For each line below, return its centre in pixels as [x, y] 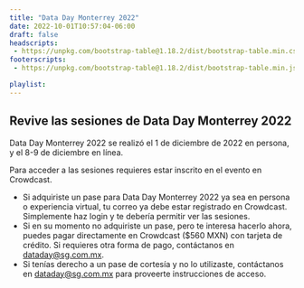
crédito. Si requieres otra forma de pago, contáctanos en [128, 245]
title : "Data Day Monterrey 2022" [75, 18]
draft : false [34, 34]
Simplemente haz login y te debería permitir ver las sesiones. [136, 216]
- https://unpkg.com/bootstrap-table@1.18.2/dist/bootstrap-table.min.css [157, 51]
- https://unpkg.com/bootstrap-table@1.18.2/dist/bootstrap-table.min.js [155, 69]
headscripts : [34, 43]
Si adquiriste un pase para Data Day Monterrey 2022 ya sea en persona [156, 197]
